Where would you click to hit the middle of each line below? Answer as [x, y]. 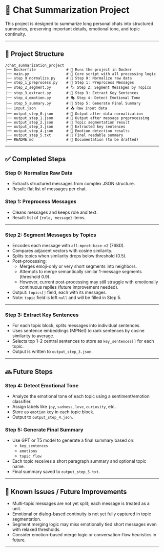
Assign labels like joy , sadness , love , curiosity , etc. [64, 407]
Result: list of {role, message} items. [49, 217]
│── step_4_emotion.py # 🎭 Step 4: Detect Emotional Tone [73, 98]
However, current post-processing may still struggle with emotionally [89, 282]
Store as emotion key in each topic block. [53, 412]
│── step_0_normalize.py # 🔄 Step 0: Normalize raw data [69, 78]
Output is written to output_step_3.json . [52, 351]
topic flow [31, 456]
